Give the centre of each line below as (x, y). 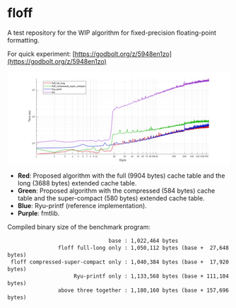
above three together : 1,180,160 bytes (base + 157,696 (143, 290)
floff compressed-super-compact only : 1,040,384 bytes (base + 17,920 (120, 262)
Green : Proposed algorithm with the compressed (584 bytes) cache (116, 190)
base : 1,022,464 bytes (143, 241)
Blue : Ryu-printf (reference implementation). (82, 205)
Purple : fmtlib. (39, 213)
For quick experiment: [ (41, 54)
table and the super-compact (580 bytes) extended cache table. (111, 198)
